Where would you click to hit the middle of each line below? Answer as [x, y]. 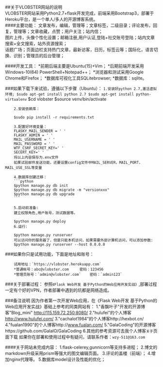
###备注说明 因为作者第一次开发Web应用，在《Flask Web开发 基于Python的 [81, 300]
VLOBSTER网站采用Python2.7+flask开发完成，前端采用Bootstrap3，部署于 [80, 13]
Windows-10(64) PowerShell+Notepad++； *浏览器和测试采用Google [74, 72]
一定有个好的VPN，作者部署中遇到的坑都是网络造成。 [58, 290]
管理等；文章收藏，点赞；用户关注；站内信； [58, 31]
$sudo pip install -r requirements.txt [54, 117]
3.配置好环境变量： [31, 127]
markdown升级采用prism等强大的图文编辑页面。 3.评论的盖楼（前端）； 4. [78, 353]
